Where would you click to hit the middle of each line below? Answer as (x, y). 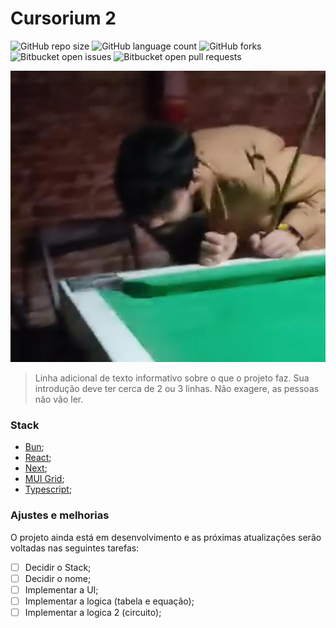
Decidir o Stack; (58, 567)
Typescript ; (48, 489)
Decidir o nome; (58, 578)
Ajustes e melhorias (60, 515)
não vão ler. (59, 399)
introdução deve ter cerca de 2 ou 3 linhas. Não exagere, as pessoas (177, 389)
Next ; (36, 468)
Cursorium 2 (63, 18)
